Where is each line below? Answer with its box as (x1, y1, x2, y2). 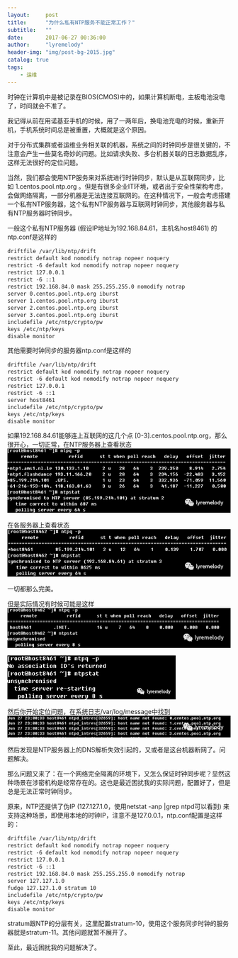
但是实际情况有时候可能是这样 (7, 600, 94, 608)
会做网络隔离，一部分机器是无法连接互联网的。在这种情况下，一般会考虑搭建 (7, 191, 231, 199)
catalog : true (7, 57, 50, 64)
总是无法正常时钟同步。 (7, 787, 76, 796)
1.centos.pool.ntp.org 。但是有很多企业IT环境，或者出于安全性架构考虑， (15, 182, 227, 191)
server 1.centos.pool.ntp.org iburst (7, 297, 119, 304)
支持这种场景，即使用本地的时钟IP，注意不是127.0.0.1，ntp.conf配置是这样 (7, 811, 223, 820)
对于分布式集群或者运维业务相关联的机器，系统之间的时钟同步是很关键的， (7, 140, 225, 149)
